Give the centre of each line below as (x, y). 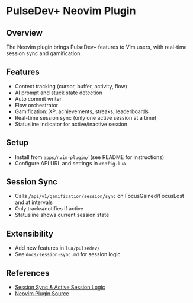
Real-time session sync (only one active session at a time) (86, 117)
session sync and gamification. (44, 53)
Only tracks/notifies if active (49, 209)
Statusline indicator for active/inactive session (71, 124)
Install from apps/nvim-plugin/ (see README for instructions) (89, 157)
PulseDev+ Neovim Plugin (71, 11)
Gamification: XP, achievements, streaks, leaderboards (82, 111)
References (28, 273)
